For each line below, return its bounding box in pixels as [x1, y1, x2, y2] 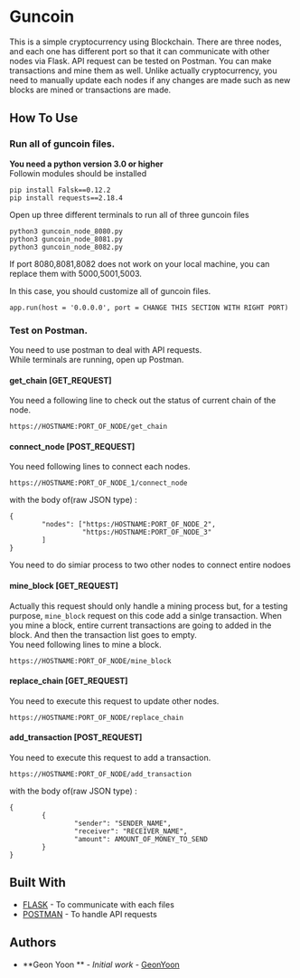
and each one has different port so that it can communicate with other [9, 45, 270, 56]
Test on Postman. [9, 324, 89, 337]
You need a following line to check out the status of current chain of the [9, 395, 277, 406]
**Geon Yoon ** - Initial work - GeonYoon [22, 959, 181, 970]
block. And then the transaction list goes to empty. [9, 629, 197, 640]
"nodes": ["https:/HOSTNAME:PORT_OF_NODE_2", [42, 520, 217, 529]
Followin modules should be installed [9, 167, 147, 178]
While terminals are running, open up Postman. [9, 354, 184, 365]
